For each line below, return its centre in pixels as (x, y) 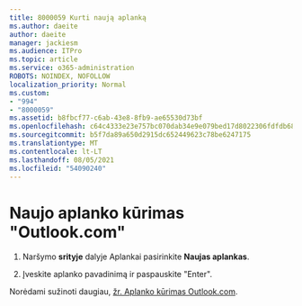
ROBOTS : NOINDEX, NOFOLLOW (60, 76)
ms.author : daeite (44, 26)
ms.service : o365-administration (72, 68)
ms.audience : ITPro (46, 51)
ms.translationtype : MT (54, 143)
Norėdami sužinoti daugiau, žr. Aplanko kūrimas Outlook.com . (124, 292)
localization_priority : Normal (68, 85)
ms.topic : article (44, 59)
